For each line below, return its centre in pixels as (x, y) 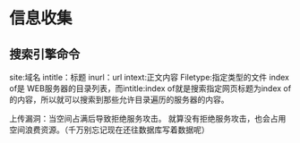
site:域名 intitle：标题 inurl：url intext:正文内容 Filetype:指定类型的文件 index (149, 77)
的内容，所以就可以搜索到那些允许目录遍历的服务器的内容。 (119, 100)
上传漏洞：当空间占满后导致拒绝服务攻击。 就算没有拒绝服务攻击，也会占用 (148, 118)
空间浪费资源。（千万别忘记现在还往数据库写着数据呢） (109, 130)
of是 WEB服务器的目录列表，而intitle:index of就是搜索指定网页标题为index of (150, 88)
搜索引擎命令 (45, 54)
